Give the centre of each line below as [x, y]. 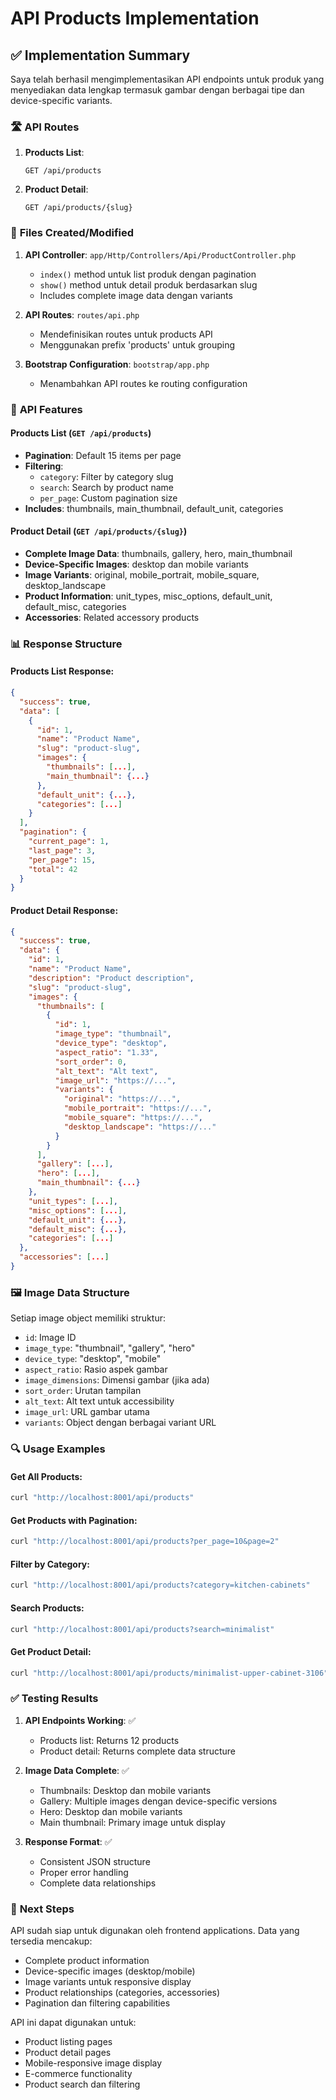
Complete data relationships [98, 1883]
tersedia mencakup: [51, 1941]
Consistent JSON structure [95, 1861]
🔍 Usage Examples [58, 1449]
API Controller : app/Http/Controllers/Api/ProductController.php [160, 254]
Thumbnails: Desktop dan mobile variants [125, 1790]
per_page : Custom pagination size [108, 498]
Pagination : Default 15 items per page [103, 455]
